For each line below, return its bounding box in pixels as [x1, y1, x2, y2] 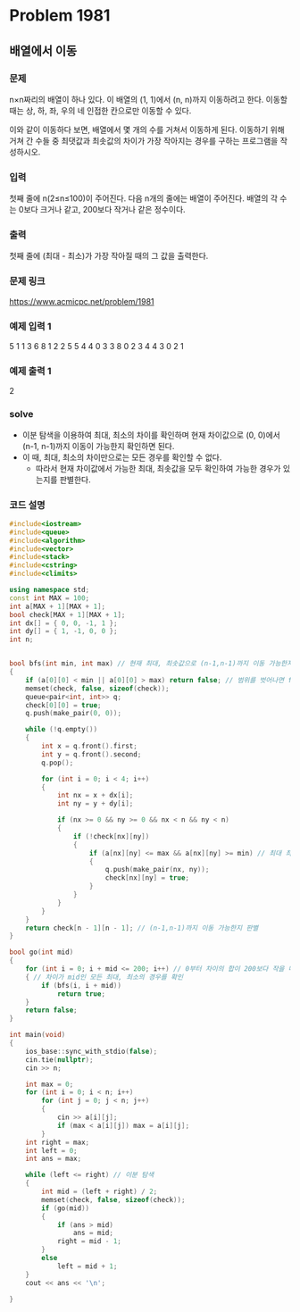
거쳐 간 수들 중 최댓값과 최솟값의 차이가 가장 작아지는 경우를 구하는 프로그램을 [9, 135, 279, 146]
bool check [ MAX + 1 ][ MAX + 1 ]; [9, 610, 126, 619]
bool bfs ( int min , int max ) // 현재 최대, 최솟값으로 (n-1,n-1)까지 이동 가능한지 [9, 659, 294, 668]
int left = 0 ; [25, 1146, 78, 1155]
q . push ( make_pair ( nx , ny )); [104, 865, 210, 874]
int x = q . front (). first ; [41, 742, 138, 751]
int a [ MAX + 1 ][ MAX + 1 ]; [9, 602, 105, 611]
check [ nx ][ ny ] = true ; [104, 873, 190, 882]
